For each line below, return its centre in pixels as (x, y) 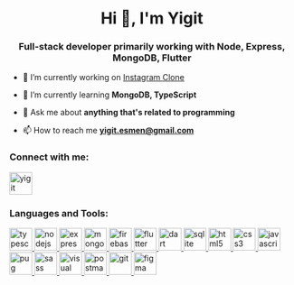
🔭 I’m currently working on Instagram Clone (104, 78)
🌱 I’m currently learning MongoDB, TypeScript (109, 95)
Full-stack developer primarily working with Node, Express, (152, 47)
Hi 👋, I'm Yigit (152, 18)
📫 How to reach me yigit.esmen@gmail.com (108, 131)
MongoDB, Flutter (152, 58)
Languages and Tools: (59, 213)
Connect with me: (49, 157)
